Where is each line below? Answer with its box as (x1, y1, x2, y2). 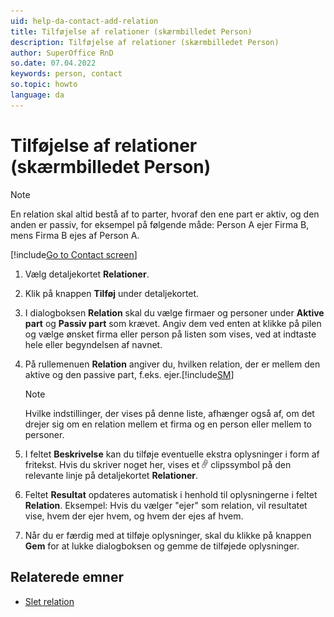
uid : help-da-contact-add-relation (10, 16, 159, 26)
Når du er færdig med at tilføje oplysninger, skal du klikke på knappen (24, 529, 312, 541)
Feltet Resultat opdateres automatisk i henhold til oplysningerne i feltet (24, 488, 318, 500)
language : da (10, 90, 65, 100)
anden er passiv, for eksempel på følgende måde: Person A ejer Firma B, (10, 218, 310, 230)
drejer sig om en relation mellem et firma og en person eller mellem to (24, 418, 313, 430)
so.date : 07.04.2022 (10, 58, 97, 69)
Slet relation (24, 595, 75, 607)
